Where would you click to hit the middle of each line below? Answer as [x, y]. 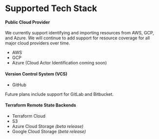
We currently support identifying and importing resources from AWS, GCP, [79, 33]
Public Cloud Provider [27, 22]
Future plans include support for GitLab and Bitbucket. [59, 94]
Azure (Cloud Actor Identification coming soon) [59, 63]
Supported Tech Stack [51, 8]
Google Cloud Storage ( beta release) [49, 131]
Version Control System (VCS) [36, 74]
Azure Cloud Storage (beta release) [48, 126]
